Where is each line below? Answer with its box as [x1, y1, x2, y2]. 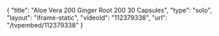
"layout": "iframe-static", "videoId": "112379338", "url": [6, 13, 168, 22]
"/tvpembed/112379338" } [6, 21, 83, 29]
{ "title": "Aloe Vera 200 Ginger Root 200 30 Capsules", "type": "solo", [6, 6, 212, 14]
